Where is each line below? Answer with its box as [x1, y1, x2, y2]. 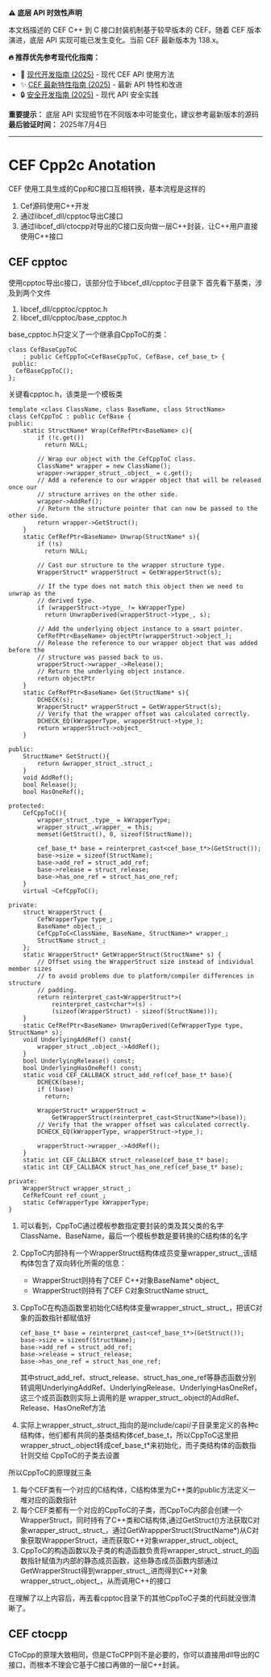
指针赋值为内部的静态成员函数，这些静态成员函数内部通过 [27, 1556, 219, 1565]
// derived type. [37, 597, 95, 605]
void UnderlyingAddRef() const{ [23, 1035, 131, 1043]
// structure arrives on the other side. [37, 490, 179, 499]
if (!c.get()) [37, 433, 85, 442]
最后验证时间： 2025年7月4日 [8, 120, 107, 129]
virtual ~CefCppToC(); [23, 886, 99, 895]
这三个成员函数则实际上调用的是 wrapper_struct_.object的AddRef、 [19, 1392, 244, 1403]
